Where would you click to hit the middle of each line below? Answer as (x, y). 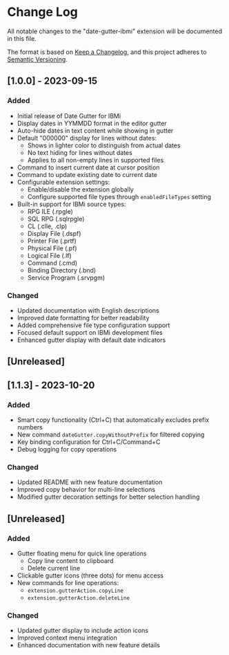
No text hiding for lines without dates (80, 152)
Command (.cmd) (52, 263)
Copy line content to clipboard (70, 560)
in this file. (22, 38)
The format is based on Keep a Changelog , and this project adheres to (107, 52)
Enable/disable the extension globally (81, 189)
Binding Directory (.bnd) (62, 270)
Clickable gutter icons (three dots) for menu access (90, 575)
